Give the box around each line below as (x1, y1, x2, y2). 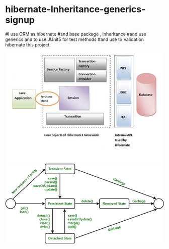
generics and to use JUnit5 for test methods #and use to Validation (5, 36, 144, 42)
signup (5, 14, 35, 26)
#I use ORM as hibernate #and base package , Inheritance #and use (5, 31, 147, 37)
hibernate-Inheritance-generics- (5, 4, 146, 15)
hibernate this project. (5, 41, 51, 47)
